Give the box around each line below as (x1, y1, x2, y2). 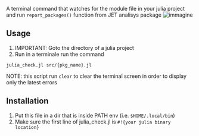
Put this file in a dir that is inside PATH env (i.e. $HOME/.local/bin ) (14, 112, 175, 119)
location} (14, 124, 40, 130)
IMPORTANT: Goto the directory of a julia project (14, 44, 134, 51)
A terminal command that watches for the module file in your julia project (6, 5, 185, 12)
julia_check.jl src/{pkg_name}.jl (6, 62, 92, 68)
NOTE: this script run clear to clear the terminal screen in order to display (6, 72, 186, 80)
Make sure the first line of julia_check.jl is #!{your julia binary (14, 118, 171, 125)
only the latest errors (6, 78, 58, 86)
